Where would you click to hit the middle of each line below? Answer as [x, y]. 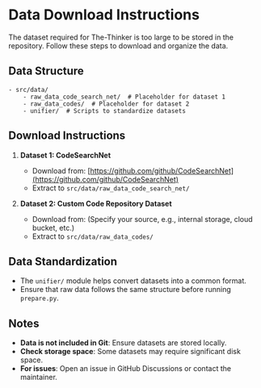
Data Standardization [63, 261]
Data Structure [46, 71]
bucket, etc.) [53, 227]
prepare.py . [39, 298]
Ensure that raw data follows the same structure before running [126, 290]
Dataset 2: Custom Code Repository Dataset [96, 203]
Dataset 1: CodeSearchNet [65, 155]
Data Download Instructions [104, 15]
